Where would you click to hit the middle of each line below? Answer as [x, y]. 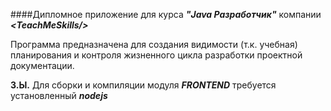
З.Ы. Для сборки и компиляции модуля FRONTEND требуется [143, 85]
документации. [42, 65]
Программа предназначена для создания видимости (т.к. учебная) [154, 44]
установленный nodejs [59, 95]
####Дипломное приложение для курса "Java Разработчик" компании [166, 14]
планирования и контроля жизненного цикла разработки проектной [156, 55]
